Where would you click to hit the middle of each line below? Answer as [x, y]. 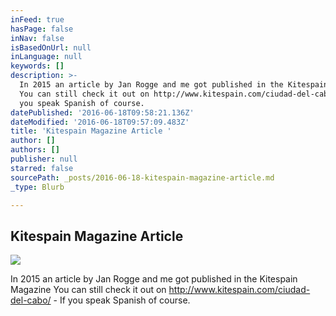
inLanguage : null [46, 57]
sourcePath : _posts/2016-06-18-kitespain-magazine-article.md [142, 177]
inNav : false [37, 38]
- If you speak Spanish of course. [122, 300]
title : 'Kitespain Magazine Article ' [91, 131]
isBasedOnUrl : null [51, 47]
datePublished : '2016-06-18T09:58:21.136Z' [102, 112]
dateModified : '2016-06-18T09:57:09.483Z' [100, 122]
